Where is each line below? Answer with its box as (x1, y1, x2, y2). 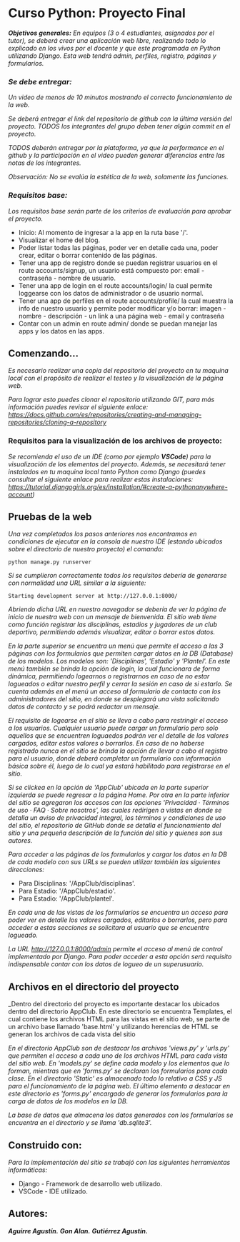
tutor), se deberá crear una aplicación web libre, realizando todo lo (8, 36, 206, 44)
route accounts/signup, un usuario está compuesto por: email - (18, 266, 205, 274)
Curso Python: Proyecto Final (8, 5, 186, 21)
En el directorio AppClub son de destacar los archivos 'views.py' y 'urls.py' (8, 1044, 229, 1053)
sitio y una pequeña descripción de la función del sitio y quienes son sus (8, 828, 224, 837)
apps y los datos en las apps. (18, 326, 105, 335)
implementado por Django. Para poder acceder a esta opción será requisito (8, 952, 232, 961)
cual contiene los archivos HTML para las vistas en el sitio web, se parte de (8, 1015, 230, 1023)
